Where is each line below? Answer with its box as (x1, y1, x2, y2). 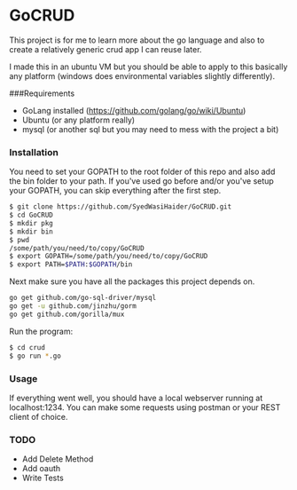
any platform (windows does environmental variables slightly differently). (9, 70, 276, 81)
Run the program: (9, 326, 74, 336)
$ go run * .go (9, 352, 62, 360)
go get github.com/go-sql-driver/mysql (9, 294, 157, 303)
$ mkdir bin (9, 227, 53, 236)
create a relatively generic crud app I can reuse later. (9, 43, 202, 54)
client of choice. (9, 411, 68, 422)
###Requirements (9, 88, 75, 99)
